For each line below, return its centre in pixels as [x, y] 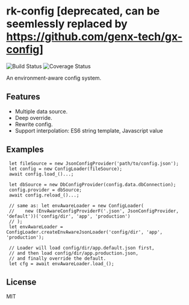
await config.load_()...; [41, 174]
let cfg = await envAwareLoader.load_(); [61, 263]
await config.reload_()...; [44, 195]
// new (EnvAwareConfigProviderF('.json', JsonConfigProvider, [94, 211]
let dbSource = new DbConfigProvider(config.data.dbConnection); [92, 184]
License [21, 282]
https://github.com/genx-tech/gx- [94, 37]
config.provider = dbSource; [45, 190]
